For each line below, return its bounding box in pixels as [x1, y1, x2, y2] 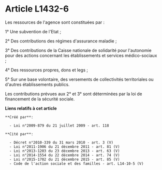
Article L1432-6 [5, 3, 69, 14]
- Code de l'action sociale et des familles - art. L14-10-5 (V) [9, 161, 144, 166]
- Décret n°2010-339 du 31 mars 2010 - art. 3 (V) [9, 140, 114, 145]
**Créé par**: [5, 114, 34, 119]
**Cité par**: [5, 131, 34, 136]
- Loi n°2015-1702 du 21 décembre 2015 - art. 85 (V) [9, 157, 120, 162]
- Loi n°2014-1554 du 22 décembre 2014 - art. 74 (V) [9, 153, 120, 157]
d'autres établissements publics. [5, 81, 70, 87]
